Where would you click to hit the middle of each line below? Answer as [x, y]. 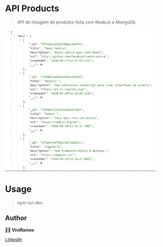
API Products [32, 9]
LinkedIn [14, 239]
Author [16, 218]
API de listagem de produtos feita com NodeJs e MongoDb [76, 22]
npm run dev [30, 203]
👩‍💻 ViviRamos [20, 230]
